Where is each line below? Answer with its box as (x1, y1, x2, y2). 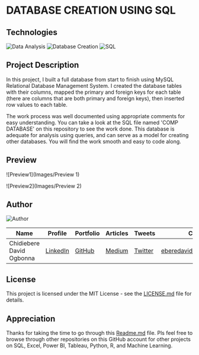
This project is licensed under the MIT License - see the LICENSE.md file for (6, 290, 192, 297)
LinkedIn (45, 247, 69, 255)
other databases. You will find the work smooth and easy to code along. (6, 138, 182, 145)
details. (6, 296, 24, 303)
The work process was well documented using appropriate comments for (6, 112, 185, 119)
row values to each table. (6, 101, 68, 108)
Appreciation (6, 313, 56, 324)
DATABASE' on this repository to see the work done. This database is (6, 125, 175, 132)
